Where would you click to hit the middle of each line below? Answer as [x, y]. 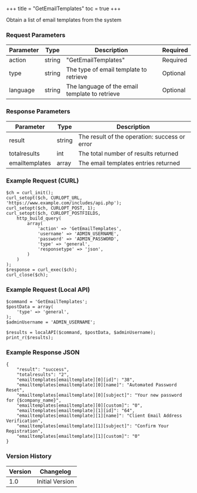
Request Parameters [36, 35]
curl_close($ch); [27, 275]
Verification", [25, 421]
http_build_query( [39, 218]
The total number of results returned [128, 153]
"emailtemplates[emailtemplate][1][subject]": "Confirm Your [93, 426]
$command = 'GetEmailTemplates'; [47, 302]
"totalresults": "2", [43, 375]
